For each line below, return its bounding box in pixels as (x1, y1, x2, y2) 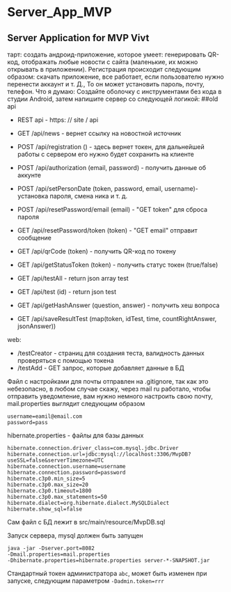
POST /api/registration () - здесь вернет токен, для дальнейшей (17, 143, 205, 150)
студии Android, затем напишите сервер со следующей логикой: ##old (7, 95, 218, 103)
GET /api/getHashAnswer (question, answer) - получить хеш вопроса (17, 301, 220, 309)
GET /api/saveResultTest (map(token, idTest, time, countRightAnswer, (17, 315, 217, 322)
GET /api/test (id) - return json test (17, 288, 117, 296)
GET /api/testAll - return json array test (17, 274, 129, 282)
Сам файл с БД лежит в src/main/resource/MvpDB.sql (7, 518, 166, 526)
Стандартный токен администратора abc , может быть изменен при (7, 569, 207, 577)
